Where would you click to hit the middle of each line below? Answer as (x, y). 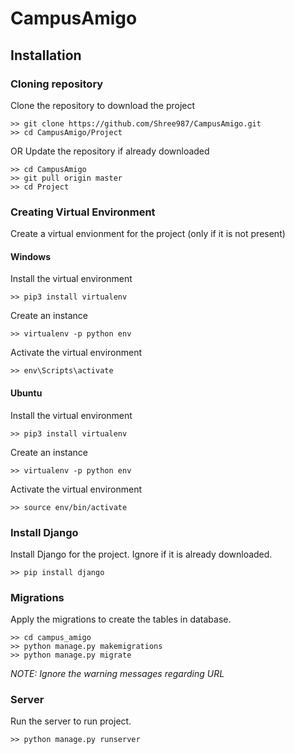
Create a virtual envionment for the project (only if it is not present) (148, 234)
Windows (30, 256)
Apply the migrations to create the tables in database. (121, 619)
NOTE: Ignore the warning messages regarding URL (117, 674)
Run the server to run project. (71, 721)
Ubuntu (26, 393)
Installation (46, 55)
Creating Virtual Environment (83, 212)
